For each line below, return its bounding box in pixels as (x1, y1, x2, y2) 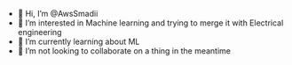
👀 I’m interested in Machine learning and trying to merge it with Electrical (17, 18, 284, 28)
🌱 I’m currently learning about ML (17, 36, 140, 47)
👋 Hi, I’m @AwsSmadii (17, 9, 99, 18)
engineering (17, 27, 62, 37)
